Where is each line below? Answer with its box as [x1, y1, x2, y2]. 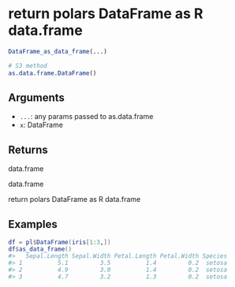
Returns [8, 143, 49, 156]
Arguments [8, 91, 65, 104]
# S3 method [8, 61, 47, 69]
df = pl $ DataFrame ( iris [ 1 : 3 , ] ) [8, 238, 111, 246]
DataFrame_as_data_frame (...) [8, 47, 108, 55]
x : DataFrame [19, 120, 63, 130]
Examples [8, 218, 58, 231]
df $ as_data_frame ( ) [8, 245, 73, 253]
